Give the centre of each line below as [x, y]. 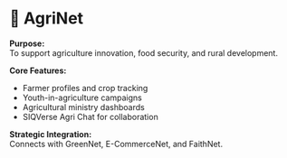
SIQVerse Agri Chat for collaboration [90, 116]
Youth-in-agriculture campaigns [82, 98]
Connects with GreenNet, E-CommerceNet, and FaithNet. [116, 144]
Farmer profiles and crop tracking [85, 88]
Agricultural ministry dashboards [83, 107]
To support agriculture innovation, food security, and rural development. [144, 52]
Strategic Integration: [51, 134]
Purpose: [27, 43]
